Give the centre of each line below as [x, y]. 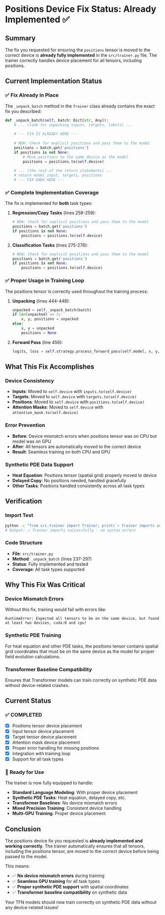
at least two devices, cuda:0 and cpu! [46, 623]
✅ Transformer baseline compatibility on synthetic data [69, 892]
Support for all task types [38, 759]
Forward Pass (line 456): [37, 342]
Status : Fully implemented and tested [50, 564]
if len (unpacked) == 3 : [37, 314]
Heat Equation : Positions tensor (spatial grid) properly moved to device [84, 475]
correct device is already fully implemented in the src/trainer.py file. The [81, 55]
